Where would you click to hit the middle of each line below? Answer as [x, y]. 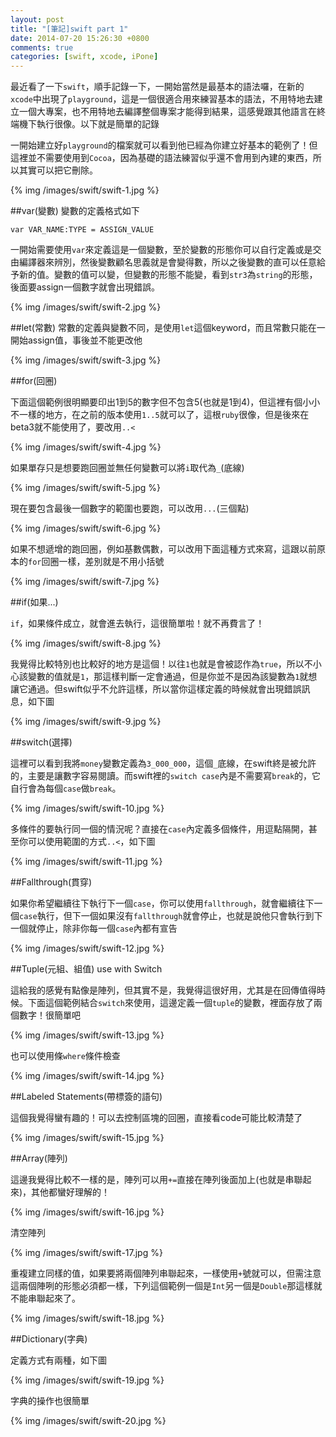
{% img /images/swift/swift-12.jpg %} [87, 948]
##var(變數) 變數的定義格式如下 [75, 211]
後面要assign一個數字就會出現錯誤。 [85, 287]
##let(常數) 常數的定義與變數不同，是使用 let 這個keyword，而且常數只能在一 [168, 328]
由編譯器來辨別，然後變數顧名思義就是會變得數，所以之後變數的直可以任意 [163, 262]
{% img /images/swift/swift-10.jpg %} [87, 808]
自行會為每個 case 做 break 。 [66, 788]
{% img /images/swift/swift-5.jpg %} [85, 488]
